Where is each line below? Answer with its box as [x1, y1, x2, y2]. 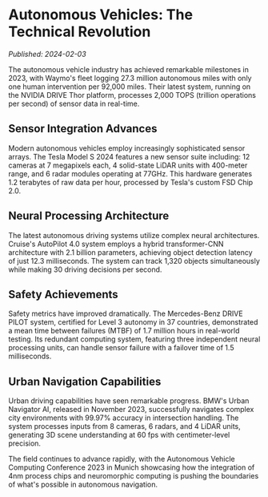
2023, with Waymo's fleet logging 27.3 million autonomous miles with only [8, 73, 252, 83]
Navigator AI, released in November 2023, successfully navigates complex [8, 405, 254, 414]
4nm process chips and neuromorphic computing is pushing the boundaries [8, 471, 259, 481]
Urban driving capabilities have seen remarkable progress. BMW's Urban [8, 396, 250, 406]
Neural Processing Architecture [8, 209, 170, 223]
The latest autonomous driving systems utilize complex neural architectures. [8, 230, 260, 240]
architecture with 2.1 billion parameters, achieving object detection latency [8, 247, 254, 257]
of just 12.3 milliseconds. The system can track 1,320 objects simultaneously [8, 256, 260, 265]
